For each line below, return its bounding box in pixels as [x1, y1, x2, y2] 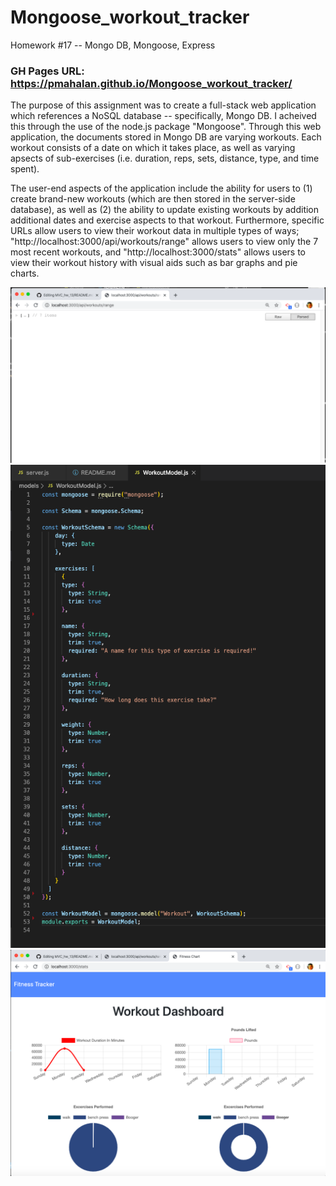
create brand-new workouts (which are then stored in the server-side [10, 193, 296, 205]
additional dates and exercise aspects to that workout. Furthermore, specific [10, 214, 325, 226]
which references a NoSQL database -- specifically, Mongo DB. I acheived [10, 110, 317, 122]
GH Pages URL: [10, 64, 85, 78]
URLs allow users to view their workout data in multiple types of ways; [10, 225, 300, 237]
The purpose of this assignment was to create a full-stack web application [10, 99, 317, 111]
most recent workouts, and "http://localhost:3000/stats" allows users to [10, 246, 307, 258]
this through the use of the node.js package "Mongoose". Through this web [10, 121, 322, 133]
